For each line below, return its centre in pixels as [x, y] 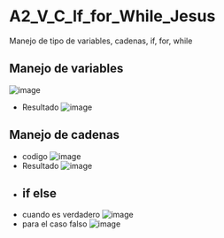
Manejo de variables [66, 69]
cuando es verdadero [61, 215]
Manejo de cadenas [65, 135]
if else [39, 193]
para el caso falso [54, 224]
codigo [35, 156]
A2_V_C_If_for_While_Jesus [112, 16]
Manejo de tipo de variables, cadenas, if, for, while [101, 41]
